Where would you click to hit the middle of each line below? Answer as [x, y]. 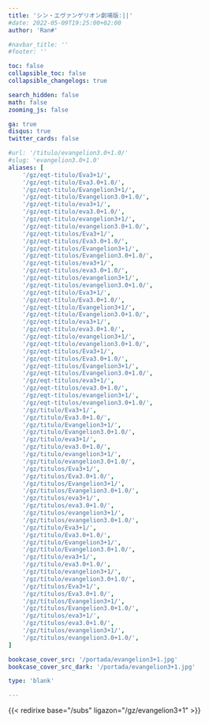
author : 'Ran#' [33, 30]
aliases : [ [26, 168]
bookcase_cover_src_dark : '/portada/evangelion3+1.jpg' [102, 667]
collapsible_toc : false [47, 73]
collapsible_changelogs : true [58, 81]
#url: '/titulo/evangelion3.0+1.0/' [68, 153]
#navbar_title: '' [38, 44]
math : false [28, 102]
